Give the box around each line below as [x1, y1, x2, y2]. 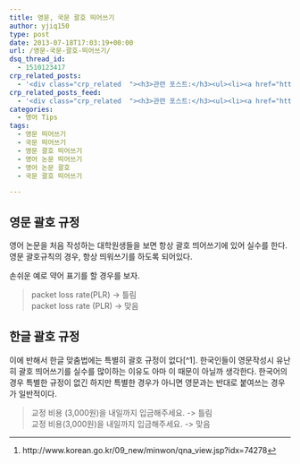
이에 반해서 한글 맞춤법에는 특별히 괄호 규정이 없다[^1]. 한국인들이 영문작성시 [9, 355, 275, 365]
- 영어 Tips [17, 113, 58, 122]
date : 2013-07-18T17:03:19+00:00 [9, 38, 134, 47]
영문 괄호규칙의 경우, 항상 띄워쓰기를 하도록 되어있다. [9, 252, 193, 262]
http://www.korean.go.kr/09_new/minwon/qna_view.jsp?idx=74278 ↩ [21, 444, 277, 455]
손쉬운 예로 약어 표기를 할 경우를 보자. [9, 271, 140, 281]
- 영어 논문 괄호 [17, 163, 71, 172]
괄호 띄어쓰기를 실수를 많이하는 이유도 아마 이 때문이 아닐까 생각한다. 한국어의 [18, 365, 288, 376]
